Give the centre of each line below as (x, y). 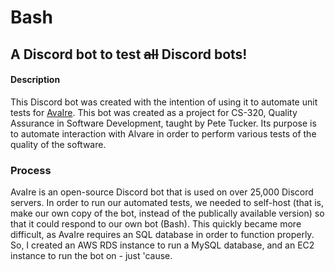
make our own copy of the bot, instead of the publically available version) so (167, 213)
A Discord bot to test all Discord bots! (129, 54)
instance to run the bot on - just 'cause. (91, 256)
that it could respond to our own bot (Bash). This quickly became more (156, 224)
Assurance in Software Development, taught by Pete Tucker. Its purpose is (163, 123)
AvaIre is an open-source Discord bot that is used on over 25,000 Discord (162, 192)
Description (35, 80)
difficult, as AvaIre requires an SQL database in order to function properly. (162, 235)
